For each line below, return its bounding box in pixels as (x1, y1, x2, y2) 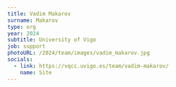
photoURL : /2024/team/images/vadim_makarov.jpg (7, 50, 151, 57)
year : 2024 (7, 29, 40, 37)
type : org (7, 23, 37, 30)
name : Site (20, 69, 52, 76)
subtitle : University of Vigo (7, 36, 97, 43)
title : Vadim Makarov (7, 10, 71, 18)
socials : (7, 56, 33, 63)
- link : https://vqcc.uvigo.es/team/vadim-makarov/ (13, 62, 170, 69)
